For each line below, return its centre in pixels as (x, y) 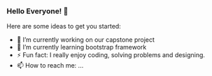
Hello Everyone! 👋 (37, 11)
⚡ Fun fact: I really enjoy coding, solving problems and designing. (111, 55)
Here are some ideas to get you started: (64, 26)
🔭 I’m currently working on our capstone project (86, 40)
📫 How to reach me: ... (50, 66)
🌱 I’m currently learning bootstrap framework (82, 47)
